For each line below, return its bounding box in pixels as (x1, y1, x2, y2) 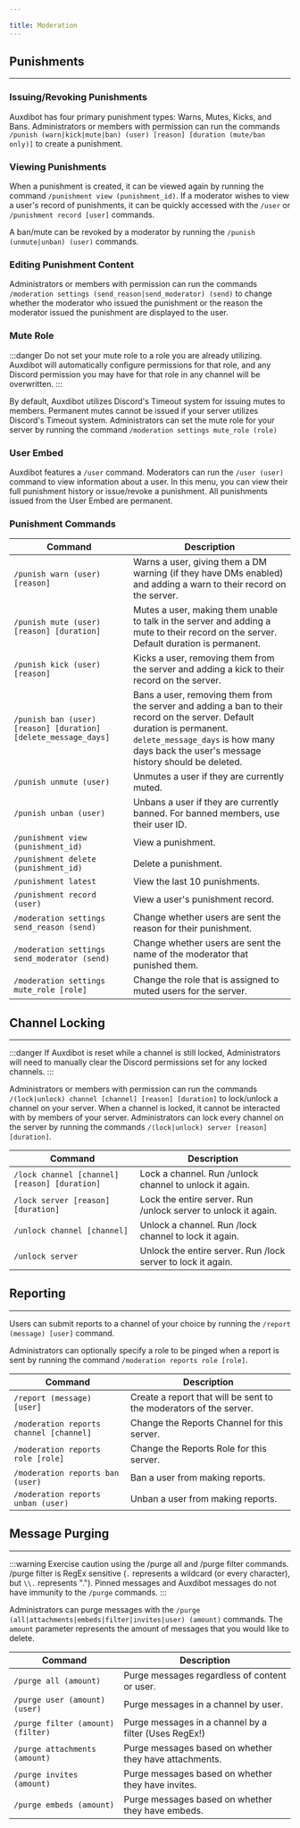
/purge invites (13, 1769, 79, 1780)
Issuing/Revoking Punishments (9, 91, 147, 104)
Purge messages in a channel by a (123, 1715, 268, 1728)
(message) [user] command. (9, 1327, 115, 1338)
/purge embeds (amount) (13, 1799, 115, 1810)
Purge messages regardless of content (123, 1669, 287, 1681)
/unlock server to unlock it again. (139, 1204, 278, 1217)
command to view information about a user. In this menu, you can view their (9, 476, 288, 487)
